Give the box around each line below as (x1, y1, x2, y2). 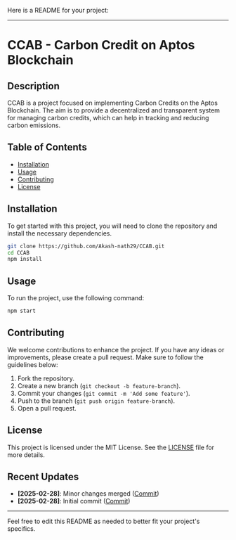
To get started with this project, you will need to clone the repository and (7, 221, 218, 230)
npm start (7, 307, 37, 315)
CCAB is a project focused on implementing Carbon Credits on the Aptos (7, 98, 218, 107)
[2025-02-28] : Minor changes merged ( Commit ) (17, 489, 159, 498)
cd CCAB (7, 249, 30, 256)
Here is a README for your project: (7, 6, 109, 14)
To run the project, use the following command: (7, 294, 145, 302)
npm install (7, 256, 42, 263)
